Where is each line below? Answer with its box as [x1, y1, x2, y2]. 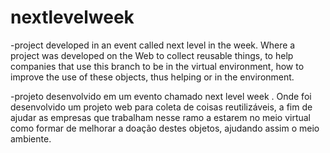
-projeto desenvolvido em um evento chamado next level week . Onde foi [10, 90, 312, 102]
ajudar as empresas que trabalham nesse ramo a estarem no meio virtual [10, 111, 312, 123]
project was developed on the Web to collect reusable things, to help [10, 49, 294, 61]
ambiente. [10, 132, 52, 145]
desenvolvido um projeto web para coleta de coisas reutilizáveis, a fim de [10, 101, 313, 113]
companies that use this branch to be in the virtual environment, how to [10, 60, 305, 72]
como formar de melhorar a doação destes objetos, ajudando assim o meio [10, 122, 320, 134]
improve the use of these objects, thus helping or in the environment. [10, 71, 295, 83]
